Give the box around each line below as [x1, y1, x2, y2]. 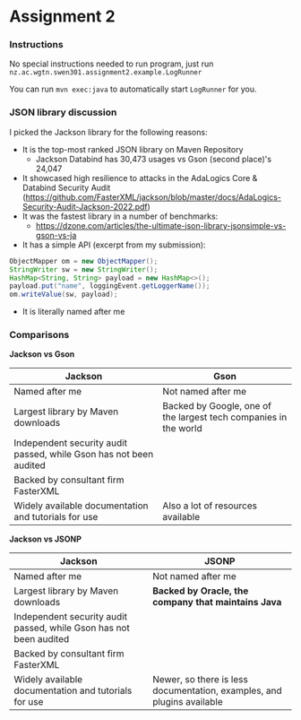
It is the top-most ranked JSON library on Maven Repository [21, 143, 244, 154]
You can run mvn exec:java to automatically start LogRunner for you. [9, 83, 257, 95]
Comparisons [9, 329, 70, 342]
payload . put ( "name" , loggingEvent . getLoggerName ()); [9, 282, 211, 291]
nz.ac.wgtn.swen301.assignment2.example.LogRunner [9, 68, 202, 77]
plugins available [151, 696, 224, 708]
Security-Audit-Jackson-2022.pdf [21, 201, 148, 212]
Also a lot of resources [162, 499, 258, 512]
